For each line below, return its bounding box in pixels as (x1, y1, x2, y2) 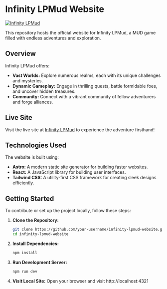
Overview (5, 49, 36, 58)
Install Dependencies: (12, 241, 59, 247)
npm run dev (12, 269, 37, 274)
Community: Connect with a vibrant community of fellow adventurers (12, 93, 156, 99)
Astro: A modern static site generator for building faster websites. (12, 164, 148, 170)
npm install (12, 250, 37, 255)
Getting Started (5, 194, 54, 203)
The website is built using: (5, 154, 59, 160)
